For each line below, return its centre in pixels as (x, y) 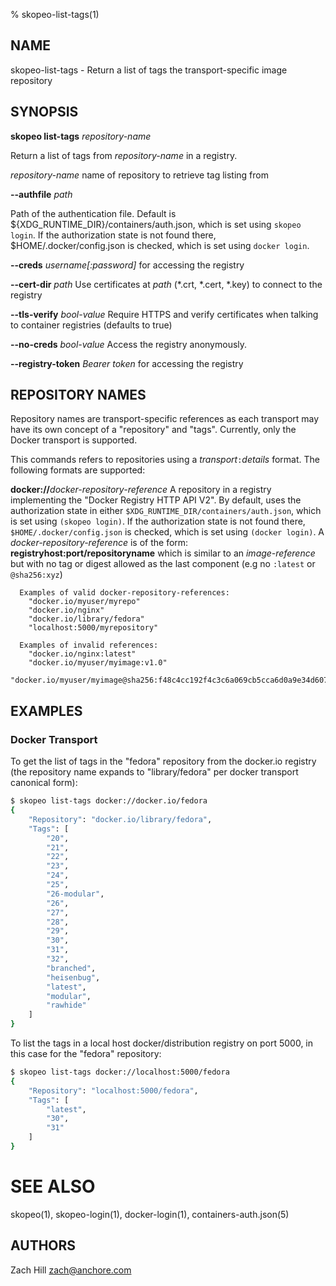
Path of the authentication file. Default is (93, 213)
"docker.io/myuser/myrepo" (84, 602)
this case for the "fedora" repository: (86, 1053)
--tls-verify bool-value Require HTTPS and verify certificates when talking (164, 314)
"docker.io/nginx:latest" (82, 654)
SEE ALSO (53, 1186)
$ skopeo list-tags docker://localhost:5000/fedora (120, 1072)
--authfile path (41, 194)
